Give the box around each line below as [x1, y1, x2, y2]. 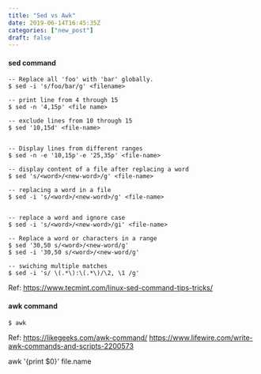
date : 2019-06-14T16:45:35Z [8, 19, 101, 27]
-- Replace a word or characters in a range [8, 235, 157, 243]
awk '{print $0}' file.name [8, 357, 92, 366]
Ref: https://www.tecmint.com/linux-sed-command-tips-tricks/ [8, 283, 214, 293]
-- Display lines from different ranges [8, 145, 144, 153]
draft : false [8, 33, 51, 42]
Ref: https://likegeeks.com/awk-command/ [8, 333, 148, 342]
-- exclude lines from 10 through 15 [8, 117, 133, 125]
